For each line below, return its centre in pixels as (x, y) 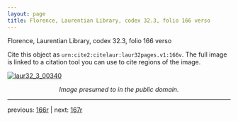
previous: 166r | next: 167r (45, 110)
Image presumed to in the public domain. (119, 89)
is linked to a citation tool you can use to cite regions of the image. (104, 62)
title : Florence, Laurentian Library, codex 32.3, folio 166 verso (109, 21)
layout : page (27, 14)
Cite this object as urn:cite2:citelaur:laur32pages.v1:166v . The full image (117, 54)
